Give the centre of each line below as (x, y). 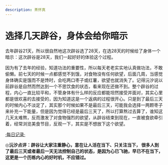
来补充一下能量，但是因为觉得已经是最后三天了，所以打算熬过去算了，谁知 (82, 111)
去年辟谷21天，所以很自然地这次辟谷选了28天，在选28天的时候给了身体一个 (83, 51)
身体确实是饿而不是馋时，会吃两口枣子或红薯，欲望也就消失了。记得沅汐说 (82, 80)
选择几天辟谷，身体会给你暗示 (67, 36)
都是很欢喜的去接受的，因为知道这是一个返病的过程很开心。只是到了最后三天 (84, 99)
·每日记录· (15, 134)
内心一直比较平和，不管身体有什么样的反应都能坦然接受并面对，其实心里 (88, 92)
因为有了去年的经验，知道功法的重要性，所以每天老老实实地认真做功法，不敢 (84, 67)
